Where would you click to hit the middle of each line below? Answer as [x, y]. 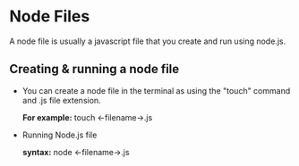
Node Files [50, 17]
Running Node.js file [60, 135]
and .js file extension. [61, 100]
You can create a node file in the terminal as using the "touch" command [156, 90]
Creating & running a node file [94, 69]
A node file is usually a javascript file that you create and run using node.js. [148, 41]
